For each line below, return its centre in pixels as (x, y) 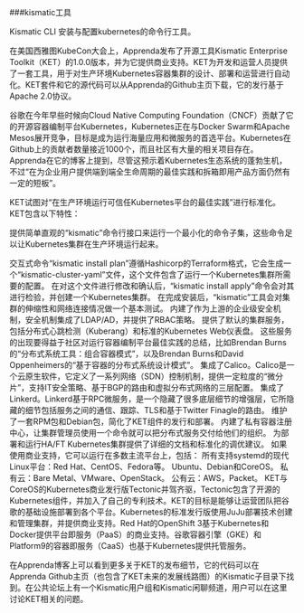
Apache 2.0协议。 (43, 96)
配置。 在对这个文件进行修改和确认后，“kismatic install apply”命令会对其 (160, 286)
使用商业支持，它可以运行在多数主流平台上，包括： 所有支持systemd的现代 (149, 455)
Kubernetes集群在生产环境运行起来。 (94, 244)
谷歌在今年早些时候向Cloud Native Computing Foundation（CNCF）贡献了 (148, 115)
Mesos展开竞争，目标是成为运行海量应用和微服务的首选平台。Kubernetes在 (150, 138)
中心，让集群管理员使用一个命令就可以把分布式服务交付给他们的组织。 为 (145, 433)
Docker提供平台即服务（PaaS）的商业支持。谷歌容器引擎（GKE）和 (136, 534)
